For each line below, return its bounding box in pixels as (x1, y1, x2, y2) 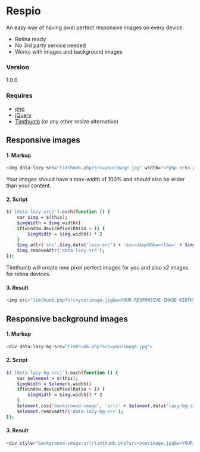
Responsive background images (6, 314, 128, 324)
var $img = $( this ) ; (17, 215, 68, 221)
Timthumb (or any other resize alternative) (14, 117, 119, 125)
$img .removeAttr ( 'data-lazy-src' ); (17, 247, 105, 254)
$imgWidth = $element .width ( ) (17, 380, 92, 387)
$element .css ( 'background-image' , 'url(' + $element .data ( (17, 403, 167, 409)
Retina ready (14, 35, 46, 42)
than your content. (6, 182, 52, 189)
